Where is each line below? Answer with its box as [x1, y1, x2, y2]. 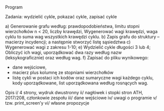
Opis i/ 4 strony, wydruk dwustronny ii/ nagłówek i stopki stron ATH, [5, 90, 143, 95]
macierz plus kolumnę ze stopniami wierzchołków [12, 70, 114, 75]
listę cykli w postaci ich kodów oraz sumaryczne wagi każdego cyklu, [12, 75, 154, 80]
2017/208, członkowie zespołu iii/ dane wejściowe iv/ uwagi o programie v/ [5, 95, 157, 101]
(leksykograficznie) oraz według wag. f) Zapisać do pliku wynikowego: [5, 55, 149, 61]
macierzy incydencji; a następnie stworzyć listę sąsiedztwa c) [5, 39, 131, 45]
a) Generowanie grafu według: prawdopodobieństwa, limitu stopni [5, 23, 140, 29]
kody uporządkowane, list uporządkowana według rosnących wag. [12, 80, 148, 86]
